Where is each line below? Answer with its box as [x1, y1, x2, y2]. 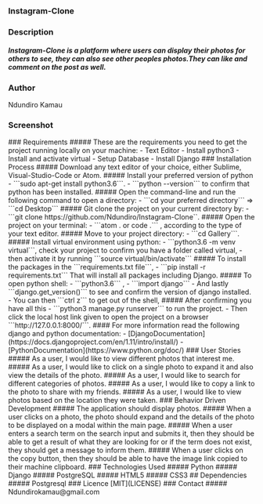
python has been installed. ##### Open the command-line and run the [8, 187, 236, 197]
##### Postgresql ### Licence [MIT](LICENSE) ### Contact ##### [8, 479, 228, 488]
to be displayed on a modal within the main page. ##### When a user [8, 421, 233, 430]
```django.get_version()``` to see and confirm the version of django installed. [8, 288, 252, 297]
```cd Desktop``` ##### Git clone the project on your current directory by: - [8, 204, 249, 213]
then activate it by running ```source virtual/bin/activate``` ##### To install [8, 254, 247, 263]
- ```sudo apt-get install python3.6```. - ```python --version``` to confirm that [8, 179, 250, 189]
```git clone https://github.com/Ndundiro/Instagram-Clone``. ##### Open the [8, 212, 255, 222]
